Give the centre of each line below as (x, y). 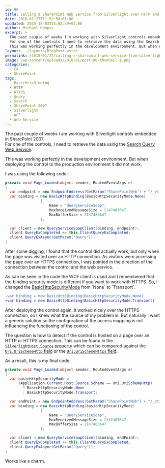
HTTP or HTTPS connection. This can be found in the (59, 340)
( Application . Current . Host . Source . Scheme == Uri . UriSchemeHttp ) (85, 383)
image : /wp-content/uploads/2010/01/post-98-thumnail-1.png (68, 60)
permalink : (16, 55)
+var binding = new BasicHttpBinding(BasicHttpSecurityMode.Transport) (80, 301)
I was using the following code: (37, 173)
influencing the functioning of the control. (47, 326)
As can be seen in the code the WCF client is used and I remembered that (80, 277)
